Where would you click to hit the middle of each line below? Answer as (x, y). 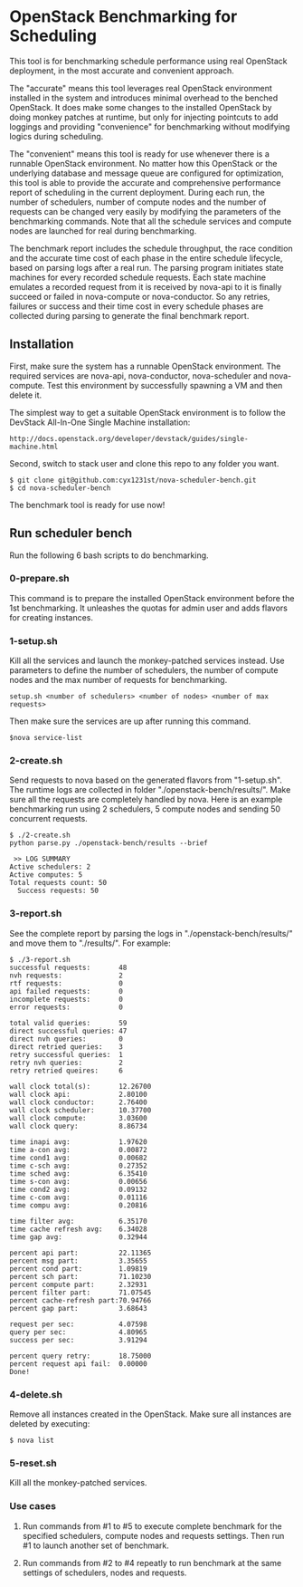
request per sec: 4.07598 (78, 1324)
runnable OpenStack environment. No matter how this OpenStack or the (143, 163)
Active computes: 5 (46, 875)
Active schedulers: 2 (50, 867)
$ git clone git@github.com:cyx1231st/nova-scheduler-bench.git (133, 480)
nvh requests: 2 (66, 976)
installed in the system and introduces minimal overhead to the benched (144, 98)
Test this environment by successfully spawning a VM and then (165, 385)
